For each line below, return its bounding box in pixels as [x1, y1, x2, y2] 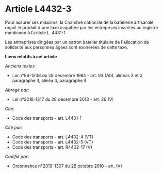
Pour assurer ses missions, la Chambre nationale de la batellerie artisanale [5, 19, 154, 25]
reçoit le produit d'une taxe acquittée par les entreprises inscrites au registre [5, 24, 158, 30]
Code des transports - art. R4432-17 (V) [12, 144, 93, 150]
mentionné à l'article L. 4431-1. [5, 30, 67, 35]
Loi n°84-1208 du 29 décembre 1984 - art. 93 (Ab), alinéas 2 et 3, [12, 72, 144, 78]
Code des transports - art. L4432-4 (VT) [12, 134, 94, 140]
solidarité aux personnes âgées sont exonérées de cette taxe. [5, 44, 129, 50]
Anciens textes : [5, 63, 36, 69]
